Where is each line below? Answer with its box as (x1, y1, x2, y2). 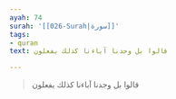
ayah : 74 (9, 13, 43, 22)
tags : (9, 30, 30, 39)
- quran (9, 38, 39, 48)
